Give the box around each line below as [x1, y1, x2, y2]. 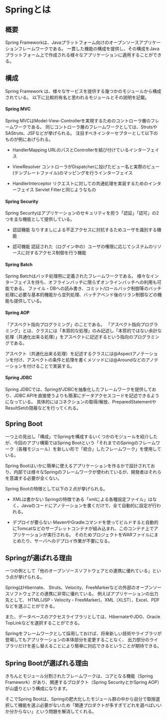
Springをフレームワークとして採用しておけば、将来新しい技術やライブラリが [5, 631, 162, 637]
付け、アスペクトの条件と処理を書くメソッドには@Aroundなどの [13, 357, 146, 363]
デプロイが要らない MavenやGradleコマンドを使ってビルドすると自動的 [12, 519, 159, 525]
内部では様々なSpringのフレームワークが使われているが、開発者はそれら [13, 469, 162, 475]
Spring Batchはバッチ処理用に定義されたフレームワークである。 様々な [5, 273, 151, 279]
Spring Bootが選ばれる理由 [5, 659, 88, 667]
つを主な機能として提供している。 [5, 216, 75, 222]
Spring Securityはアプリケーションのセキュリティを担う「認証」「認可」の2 [5, 210, 159, 216]
